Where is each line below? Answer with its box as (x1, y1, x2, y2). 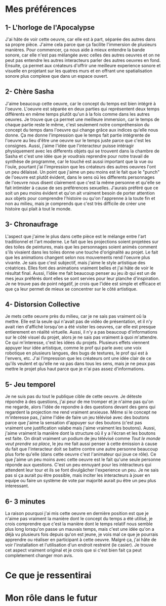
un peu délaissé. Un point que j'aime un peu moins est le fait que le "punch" (5, 169, 160, 175)
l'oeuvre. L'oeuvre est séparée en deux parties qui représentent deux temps (5, 105, 160, 112)
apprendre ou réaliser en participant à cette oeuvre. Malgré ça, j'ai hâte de (5, 537, 157, 543)
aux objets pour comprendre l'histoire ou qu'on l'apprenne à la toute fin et (5, 195, 156, 201)
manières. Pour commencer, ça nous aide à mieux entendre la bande (5, 47, 145, 52)
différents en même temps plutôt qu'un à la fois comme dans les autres (5, 111, 150, 117)
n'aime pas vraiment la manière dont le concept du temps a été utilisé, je (5, 516, 153, 522)
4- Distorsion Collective (5, 301, 80, 309)
